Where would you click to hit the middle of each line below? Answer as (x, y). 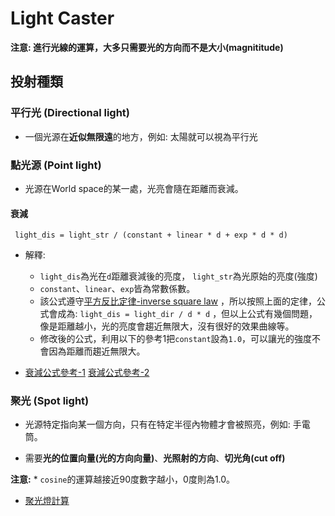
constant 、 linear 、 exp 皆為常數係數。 (117, 289)
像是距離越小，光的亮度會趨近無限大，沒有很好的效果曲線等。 (167, 326)
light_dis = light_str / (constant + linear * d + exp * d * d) (151, 235)
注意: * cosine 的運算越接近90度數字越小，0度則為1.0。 (123, 479)
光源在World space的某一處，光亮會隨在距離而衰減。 (134, 188)
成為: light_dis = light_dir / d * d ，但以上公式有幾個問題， (187, 314)
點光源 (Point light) (56, 165)
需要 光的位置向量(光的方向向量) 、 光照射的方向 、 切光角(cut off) (155, 458)
